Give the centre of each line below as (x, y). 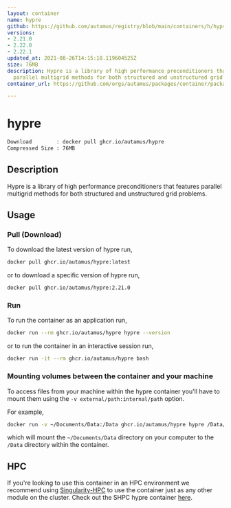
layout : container (33, 13)
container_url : (29, 84)
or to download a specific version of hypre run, (74, 275)
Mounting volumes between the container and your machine (110, 376)
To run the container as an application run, (67, 321)
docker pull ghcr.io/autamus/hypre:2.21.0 (69, 288)
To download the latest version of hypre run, (70, 250)
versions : (21, 33)
